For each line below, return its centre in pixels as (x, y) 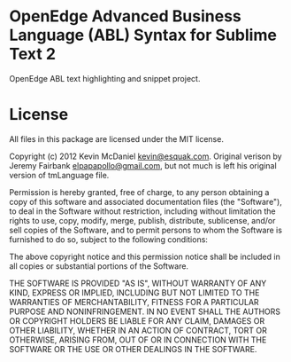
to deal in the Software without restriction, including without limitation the (142, 211)
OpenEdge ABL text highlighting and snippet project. (105, 78)
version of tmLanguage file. (59, 175)
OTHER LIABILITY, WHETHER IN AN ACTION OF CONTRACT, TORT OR (138, 330)
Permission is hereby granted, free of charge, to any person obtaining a (139, 192)
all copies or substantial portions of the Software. (99, 266)
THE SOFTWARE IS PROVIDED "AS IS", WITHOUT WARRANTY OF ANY (138, 283)
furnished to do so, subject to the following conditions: (108, 239)
